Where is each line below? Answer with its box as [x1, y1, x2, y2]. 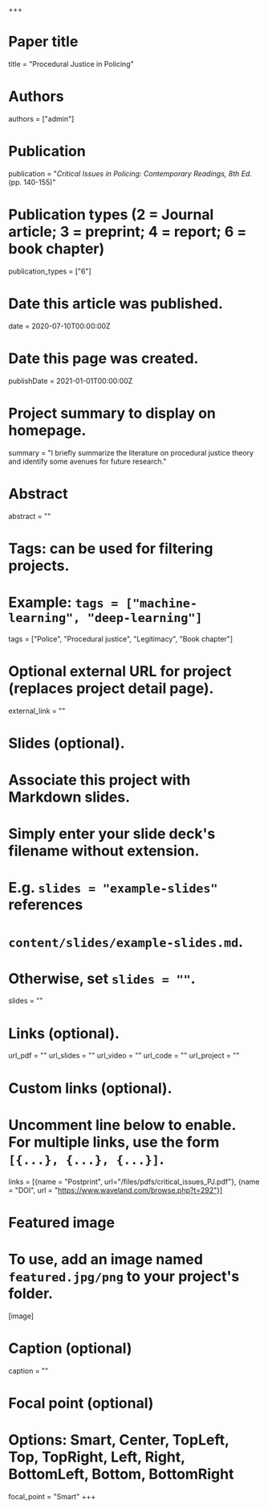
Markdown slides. [8, 788, 131, 806]
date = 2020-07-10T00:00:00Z [8, 321, 111, 331]
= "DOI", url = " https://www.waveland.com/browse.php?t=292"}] [8, 1185, 223, 1195]
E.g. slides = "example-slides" [8, 879, 218, 897]
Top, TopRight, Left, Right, [8, 1448, 186, 1466]
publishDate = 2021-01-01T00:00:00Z [8, 376, 133, 385]
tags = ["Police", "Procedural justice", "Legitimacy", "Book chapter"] [8, 633, 233, 644]
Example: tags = [8, 593, 119, 612]
